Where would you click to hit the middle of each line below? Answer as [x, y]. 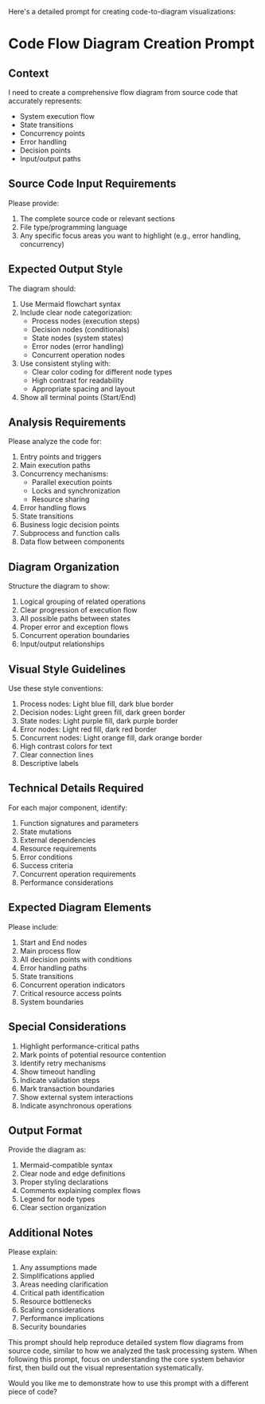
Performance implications [62, 1319]
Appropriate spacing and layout [83, 389]
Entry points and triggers [60, 457]
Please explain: [33, 1252]
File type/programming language [73, 227]
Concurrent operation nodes [78, 355]
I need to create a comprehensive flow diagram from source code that [123, 92]
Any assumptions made [58, 1267]
